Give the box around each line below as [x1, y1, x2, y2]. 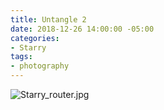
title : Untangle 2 [10, 14, 87, 25]
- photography [10, 61, 70, 71]
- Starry [10, 42, 47, 53]
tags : [10, 52, 33, 62]
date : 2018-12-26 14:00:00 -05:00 [10, 24, 155, 34]
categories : [10, 33, 60, 43]
